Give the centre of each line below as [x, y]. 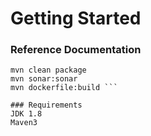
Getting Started [76, 18]
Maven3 [24, 123]
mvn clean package [48, 70]
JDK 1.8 [26, 114]
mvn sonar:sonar [44, 79]
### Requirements [46, 105]
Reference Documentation [76, 50]
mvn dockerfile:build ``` [64, 88]
